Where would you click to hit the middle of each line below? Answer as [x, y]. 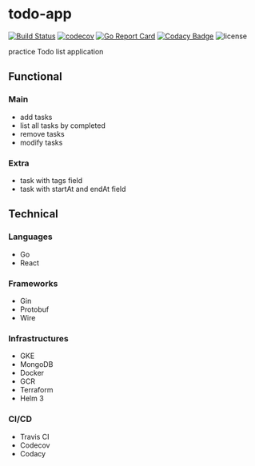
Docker [32, 373]
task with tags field [51, 180]
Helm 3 [32, 398]
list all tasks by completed [63, 125]
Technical [33, 214]
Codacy [33, 453]
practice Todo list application [56, 51]
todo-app [40, 14]
